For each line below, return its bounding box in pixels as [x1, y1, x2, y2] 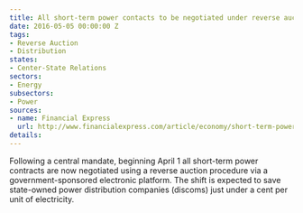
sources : [9, 106, 42, 115]
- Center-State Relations [9, 64, 106, 73]
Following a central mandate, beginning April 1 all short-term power [9, 155, 259, 166]
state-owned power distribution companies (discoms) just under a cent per [9, 184, 289, 195]
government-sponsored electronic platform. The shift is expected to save [9, 174, 281, 185]
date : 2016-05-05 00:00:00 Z [9, 22, 119, 31]
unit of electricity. [9, 193, 75, 204]
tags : [9, 30, 30, 39]
